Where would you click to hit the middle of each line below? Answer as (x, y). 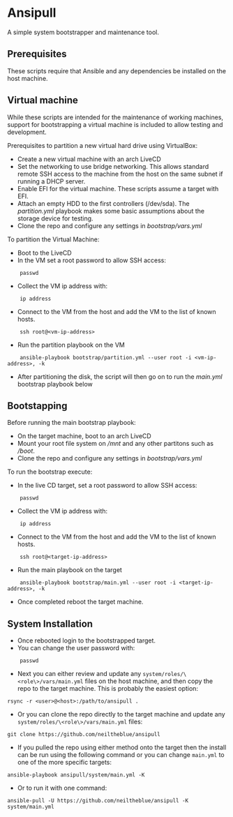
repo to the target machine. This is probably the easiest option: (108, 689)
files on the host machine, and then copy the (149, 681)
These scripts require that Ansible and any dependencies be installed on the (117, 70)
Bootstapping (37, 406)
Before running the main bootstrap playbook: (72, 423)
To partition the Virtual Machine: (53, 239)
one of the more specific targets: (65, 763)
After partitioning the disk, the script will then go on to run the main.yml (120, 376)
